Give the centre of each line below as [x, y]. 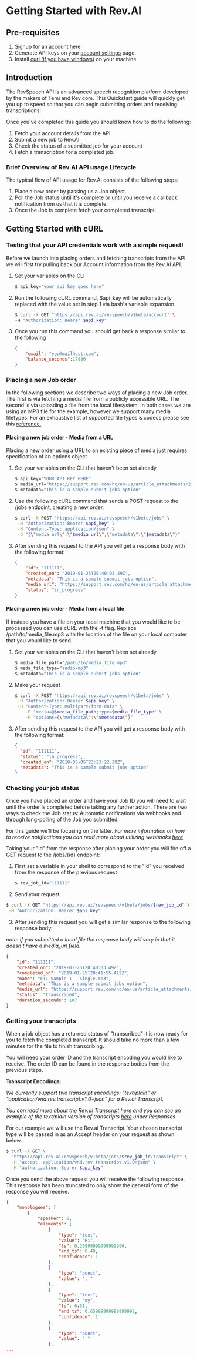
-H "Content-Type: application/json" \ [66, 529]
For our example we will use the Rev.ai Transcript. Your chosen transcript [94, 1128]
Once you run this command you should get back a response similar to [100, 331]
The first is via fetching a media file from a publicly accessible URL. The [93, 399]
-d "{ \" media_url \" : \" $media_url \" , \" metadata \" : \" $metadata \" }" [99, 534]
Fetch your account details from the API [62, 133]
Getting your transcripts [41, 1021]
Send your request [37, 894]
